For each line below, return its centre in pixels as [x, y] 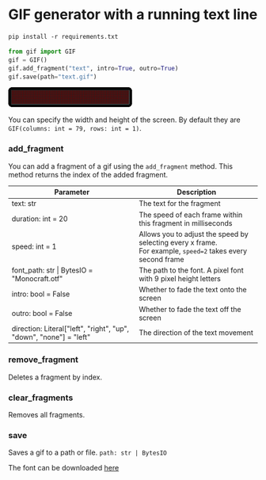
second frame [161, 259]
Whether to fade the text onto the [192, 290]
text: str [24, 204]
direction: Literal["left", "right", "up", [70, 328]
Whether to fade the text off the [190, 309]
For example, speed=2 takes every [193, 250]
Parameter [72, 192]
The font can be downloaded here [64, 468]
